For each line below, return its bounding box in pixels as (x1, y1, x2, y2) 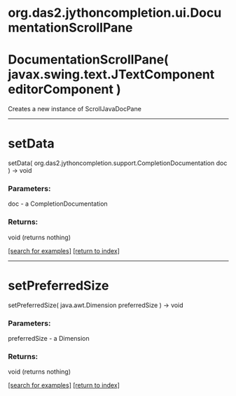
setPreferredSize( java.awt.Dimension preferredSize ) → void (8, 301, 184, 309)
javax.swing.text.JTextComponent (8, 66, 215, 83)
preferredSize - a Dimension (8, 334, 90, 342)
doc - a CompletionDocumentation (8, 199, 108, 208)
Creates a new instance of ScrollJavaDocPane (8, 105, 142, 113)
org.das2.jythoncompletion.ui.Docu (8, 5, 222, 21)
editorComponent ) (8, 82, 121, 97)
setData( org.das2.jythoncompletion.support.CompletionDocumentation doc (8, 159, 228, 167)
